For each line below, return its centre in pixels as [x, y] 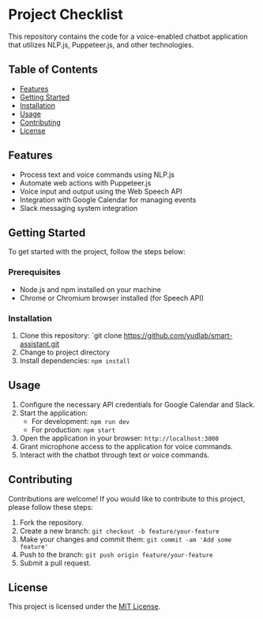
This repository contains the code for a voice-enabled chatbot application [128, 36]
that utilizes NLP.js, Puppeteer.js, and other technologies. [101, 44]
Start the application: [54, 413]
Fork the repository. [52, 522]
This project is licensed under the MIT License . [85, 606]
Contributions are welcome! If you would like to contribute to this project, [127, 498]
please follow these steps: [51, 507]
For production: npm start [73, 430]
